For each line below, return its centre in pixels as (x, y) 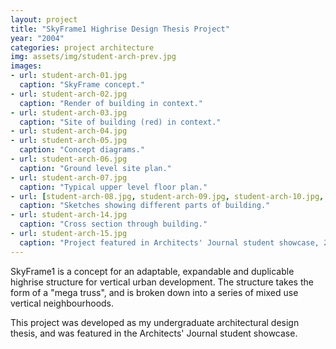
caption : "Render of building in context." (111, 103)
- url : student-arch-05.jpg (69, 141)
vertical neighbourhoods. (62, 303)
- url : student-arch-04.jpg (69, 131)
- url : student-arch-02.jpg (69, 94)
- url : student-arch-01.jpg (69, 76)
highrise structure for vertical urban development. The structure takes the (162, 282)
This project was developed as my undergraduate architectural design (155, 322)
